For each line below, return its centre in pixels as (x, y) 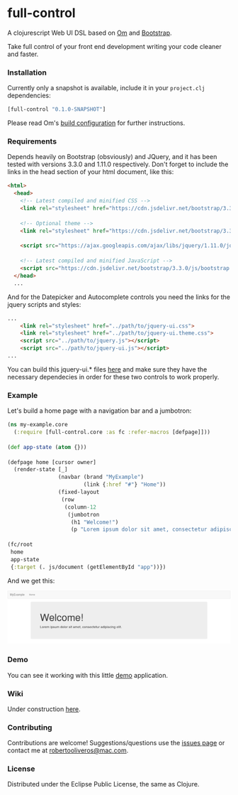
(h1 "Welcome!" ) (95, 522)
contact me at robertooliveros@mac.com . (68, 750)
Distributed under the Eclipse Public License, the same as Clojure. (103, 784)
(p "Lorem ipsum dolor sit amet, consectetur (139, 530)
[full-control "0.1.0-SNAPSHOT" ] (57, 109)
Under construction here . (44, 709)
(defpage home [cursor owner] (52, 462)
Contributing (30, 728)
